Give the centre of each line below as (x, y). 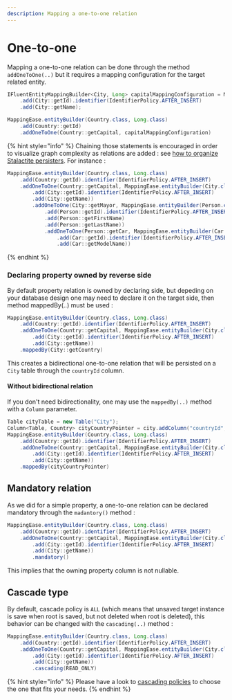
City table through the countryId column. (66, 370)
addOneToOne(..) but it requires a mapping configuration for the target (106, 74)
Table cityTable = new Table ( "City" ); (63, 422)
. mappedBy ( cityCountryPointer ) (65, 467)
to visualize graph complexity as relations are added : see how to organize (113, 153)
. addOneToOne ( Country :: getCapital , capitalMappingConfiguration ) (116, 132)
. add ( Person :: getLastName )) (85, 225)
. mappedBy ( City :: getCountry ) (61, 350)
